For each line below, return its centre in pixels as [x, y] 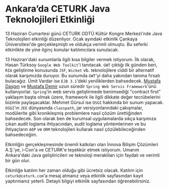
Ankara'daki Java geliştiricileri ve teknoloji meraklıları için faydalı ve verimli [82, 155]
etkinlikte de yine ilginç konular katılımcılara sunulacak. [62, 50]
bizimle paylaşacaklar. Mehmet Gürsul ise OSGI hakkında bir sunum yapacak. [84, 102]
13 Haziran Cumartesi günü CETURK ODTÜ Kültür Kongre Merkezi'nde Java [84, 33]
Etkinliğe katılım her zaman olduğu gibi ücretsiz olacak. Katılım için [74, 170]
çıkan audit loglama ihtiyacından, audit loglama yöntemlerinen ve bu [76, 124]
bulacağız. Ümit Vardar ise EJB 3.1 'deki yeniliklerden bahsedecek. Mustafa [83, 81]
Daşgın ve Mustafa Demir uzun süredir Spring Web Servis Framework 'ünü [81, 86]
